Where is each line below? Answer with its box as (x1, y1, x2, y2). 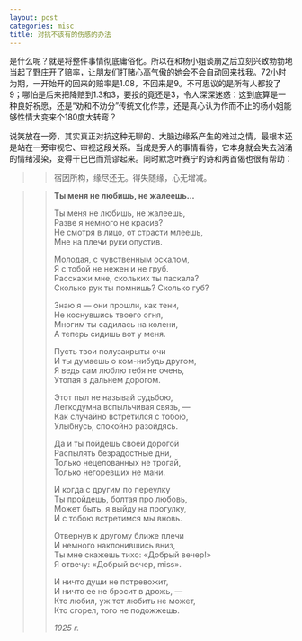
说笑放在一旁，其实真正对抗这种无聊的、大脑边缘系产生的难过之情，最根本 (9, 131, 285, 142)
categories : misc (9, 22, 75, 31)
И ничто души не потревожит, (53, 576, 169, 587)
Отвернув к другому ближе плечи (53, 530, 184, 541)
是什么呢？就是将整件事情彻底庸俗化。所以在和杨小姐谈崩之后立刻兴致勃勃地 (9, 56, 293, 67)
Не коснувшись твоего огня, (53, 309, 164, 320)
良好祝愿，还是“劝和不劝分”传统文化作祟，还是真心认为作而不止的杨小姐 (16, 101, 285, 111)
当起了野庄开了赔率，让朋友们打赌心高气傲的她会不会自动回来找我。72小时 (9, 67, 287, 77)
